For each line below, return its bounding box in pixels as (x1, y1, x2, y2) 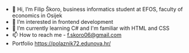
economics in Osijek (11, 12, 63, 19)
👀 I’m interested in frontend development (11, 18, 113, 25)
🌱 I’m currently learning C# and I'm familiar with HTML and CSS (11, 24, 170, 32)
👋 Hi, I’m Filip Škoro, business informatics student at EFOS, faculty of (11, 6, 184, 13)
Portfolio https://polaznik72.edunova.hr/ (11, 40, 111, 47)
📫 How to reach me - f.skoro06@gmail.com (11, 32, 122, 38)
